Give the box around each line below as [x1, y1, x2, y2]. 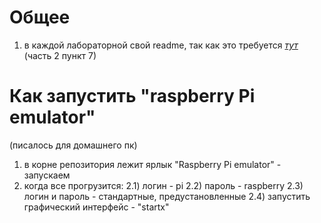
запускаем [23, 169, 71, 181]
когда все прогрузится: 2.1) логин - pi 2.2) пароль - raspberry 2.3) [23, 179, 304, 191]
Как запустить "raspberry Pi [9, 85, 256, 108]
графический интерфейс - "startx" [23, 201, 170, 213]
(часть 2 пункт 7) [23, 49, 97, 61]
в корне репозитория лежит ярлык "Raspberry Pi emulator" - [23, 158, 282, 170]
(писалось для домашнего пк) [9, 139, 138, 151]
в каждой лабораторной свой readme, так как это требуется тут [23, 39, 299, 51]
